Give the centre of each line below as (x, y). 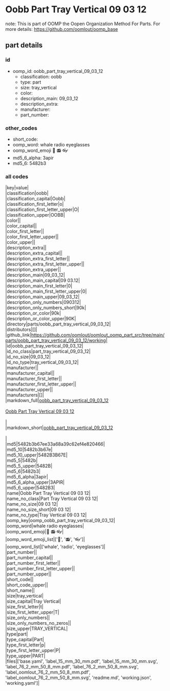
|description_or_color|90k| (33, 313)
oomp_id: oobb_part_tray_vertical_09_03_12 (58, 71)
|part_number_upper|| (28, 574)
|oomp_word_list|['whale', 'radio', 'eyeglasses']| (55, 547)
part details (24, 45)
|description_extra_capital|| (34, 253)
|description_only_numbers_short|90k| (46, 308)
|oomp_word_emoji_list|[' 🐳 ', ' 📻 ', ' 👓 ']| (45, 540)
